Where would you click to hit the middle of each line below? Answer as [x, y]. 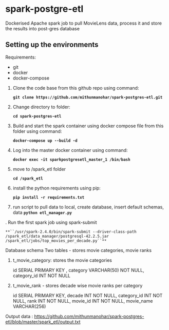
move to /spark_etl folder [39, 169]
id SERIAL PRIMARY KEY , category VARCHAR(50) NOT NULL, [79, 270]
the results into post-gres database [42, 28]
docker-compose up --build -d [45, 141]
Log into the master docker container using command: [70, 150]
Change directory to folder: [41, 107]
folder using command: [37, 131]
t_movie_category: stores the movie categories [62, 260]
